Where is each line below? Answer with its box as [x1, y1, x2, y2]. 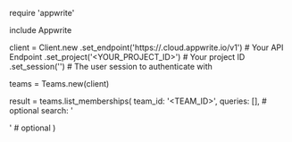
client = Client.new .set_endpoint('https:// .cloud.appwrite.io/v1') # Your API [9, 42, 284, 53]
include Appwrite [9, 25, 72, 35]
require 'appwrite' [9, 8, 75, 18]
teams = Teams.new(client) [9, 79, 110, 88]
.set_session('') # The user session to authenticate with [9, 62, 213, 71]
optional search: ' [9, 105, 73, 115]
